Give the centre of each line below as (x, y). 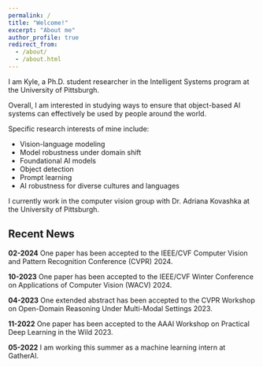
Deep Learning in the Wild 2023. (61, 332)
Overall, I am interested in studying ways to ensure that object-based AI (124, 105)
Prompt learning (46, 177)
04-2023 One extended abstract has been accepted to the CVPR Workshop (132, 300)
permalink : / (30, 15)
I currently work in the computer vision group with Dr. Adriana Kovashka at (129, 200)
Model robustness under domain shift (80, 152)
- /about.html (38, 60)
